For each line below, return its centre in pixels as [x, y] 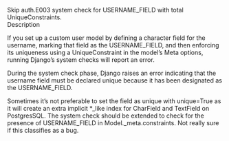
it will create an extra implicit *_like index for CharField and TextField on [108, 108]
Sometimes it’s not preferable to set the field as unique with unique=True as [114, 101]
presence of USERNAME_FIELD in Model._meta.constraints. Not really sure [113, 123]
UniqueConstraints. [34, 17]
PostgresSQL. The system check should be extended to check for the [106, 116]
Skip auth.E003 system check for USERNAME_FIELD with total [95, 10]
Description [23, 24]
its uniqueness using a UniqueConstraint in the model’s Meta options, [105, 52]
